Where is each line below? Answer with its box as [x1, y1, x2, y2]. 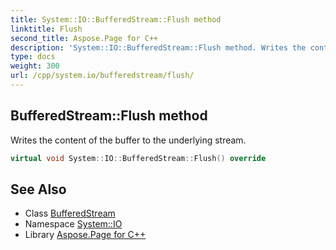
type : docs [10, 52, 56, 62]
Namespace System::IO [24, 218, 123, 230]
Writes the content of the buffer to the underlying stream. [10, 134, 247, 146]
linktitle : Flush [10, 24, 83, 34]
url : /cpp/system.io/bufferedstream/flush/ [10, 71, 195, 81]
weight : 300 [10, 61, 60, 71]
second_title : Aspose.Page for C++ [10, 33, 159, 43]
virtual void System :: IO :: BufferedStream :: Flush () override [10, 153, 267, 163]
